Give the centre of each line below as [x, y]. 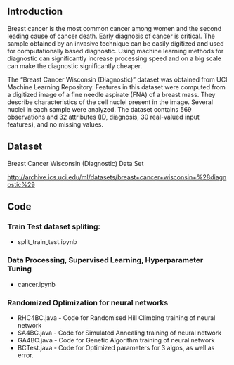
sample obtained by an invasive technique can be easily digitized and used [116, 43]
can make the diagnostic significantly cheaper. [75, 65]
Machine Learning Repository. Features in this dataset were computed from [117, 87]
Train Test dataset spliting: [54, 226]
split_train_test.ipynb [47, 242]
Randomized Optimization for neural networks [88, 302]
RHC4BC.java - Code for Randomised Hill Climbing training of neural [116, 318]
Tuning [20, 269]
